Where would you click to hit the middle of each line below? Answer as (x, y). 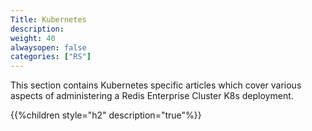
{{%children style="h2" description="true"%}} (106, 115)
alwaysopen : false (48, 47)
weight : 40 (33, 38)
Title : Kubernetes (48, 19)
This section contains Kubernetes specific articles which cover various (156, 85)
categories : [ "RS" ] (51, 57)
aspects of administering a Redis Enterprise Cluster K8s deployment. (152, 96)
